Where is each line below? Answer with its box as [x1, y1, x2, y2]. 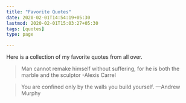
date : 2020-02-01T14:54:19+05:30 [6, 15, 91, 21]
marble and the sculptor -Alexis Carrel [21, 71, 117, 79]
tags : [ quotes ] [6, 25, 45, 32]
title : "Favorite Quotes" [6, 8, 71, 15]
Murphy [21, 90, 41, 97]
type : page [6, 32, 34, 38]
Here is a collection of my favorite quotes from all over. [6, 53, 143, 61]
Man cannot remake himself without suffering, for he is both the [21, 65, 180, 73]
